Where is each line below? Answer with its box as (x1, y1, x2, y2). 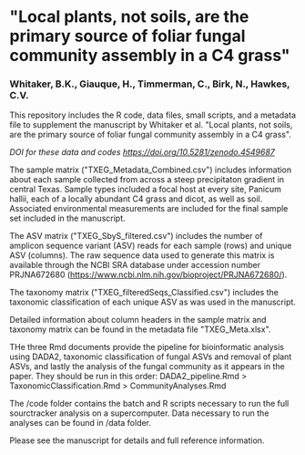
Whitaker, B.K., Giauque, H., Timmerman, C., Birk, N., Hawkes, (9, 78, 290, 90)
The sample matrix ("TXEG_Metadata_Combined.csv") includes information (9, 164, 292, 175)
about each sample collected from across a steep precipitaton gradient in (9, 174, 285, 185)
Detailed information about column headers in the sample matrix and (9, 315, 267, 326)
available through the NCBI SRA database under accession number (9, 260, 261, 271)
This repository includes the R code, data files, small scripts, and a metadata (9, 109, 296, 120)
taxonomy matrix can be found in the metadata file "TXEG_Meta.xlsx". (9, 324, 271, 335)
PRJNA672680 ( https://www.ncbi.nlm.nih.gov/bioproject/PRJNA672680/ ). (9, 269, 288, 280)
